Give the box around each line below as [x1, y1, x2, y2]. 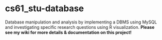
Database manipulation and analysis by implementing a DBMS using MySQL [5, 19, 157, 25]
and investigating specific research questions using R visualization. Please [5, 24, 155, 30]
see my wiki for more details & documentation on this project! [5, 29, 132, 35]
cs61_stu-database [5, 3, 84, 14]
